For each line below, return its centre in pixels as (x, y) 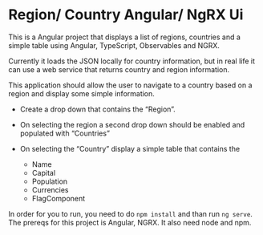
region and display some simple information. (81, 93)
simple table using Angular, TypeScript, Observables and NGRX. (114, 45)
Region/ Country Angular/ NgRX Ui (126, 15)
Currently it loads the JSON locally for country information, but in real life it (131, 61)
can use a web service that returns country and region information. (119, 69)
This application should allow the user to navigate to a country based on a (130, 85)
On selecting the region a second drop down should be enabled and (132, 124)
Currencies (50, 189)
